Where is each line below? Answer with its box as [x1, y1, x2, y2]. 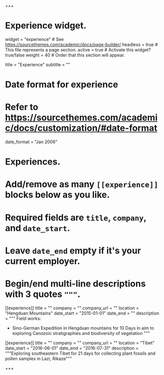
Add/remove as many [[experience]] [5, 179, 159, 190]
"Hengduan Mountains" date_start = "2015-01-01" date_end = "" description [5, 310, 159, 316]
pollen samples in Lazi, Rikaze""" [5, 355, 72, 361]
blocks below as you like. [5, 189, 110, 201]
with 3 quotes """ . [5, 289, 81, 299]
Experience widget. [5, 20, 87, 31]
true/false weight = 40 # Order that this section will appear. [5, 52, 125, 58]
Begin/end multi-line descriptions [5, 278, 146, 289]
